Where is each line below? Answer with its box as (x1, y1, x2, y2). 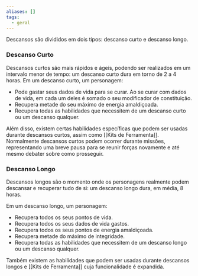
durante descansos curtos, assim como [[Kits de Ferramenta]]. (6, 131, 160, 138)
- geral (11, 20, 31, 25)
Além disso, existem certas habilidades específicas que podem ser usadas (6, 125, 188, 132)
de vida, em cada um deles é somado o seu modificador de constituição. (14, 94, 192, 101)
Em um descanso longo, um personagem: (6, 202, 108, 209)
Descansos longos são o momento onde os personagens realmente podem (6, 178, 189, 185)
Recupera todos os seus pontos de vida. (14, 214, 113, 221)
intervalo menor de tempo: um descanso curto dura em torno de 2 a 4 (6, 70, 177, 78)
